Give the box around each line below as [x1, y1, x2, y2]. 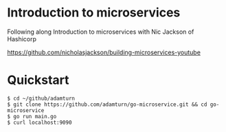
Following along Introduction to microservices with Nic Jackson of [7, 27, 194, 36]
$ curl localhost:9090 [7, 119, 72, 126]
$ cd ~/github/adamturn [7, 95, 76, 102]
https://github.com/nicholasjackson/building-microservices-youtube [7, 48, 201, 56]
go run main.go [13, 113, 57, 120]
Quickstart [7, 72, 70, 88]
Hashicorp [7, 34, 36, 43]
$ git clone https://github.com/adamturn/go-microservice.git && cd [7, 101, 207, 108]
